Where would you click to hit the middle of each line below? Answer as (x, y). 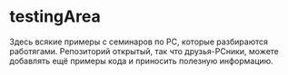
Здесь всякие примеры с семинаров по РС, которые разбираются (139, 42)
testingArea (55, 17)
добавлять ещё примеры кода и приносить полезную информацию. (142, 61)
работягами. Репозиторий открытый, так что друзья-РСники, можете (144, 51)
